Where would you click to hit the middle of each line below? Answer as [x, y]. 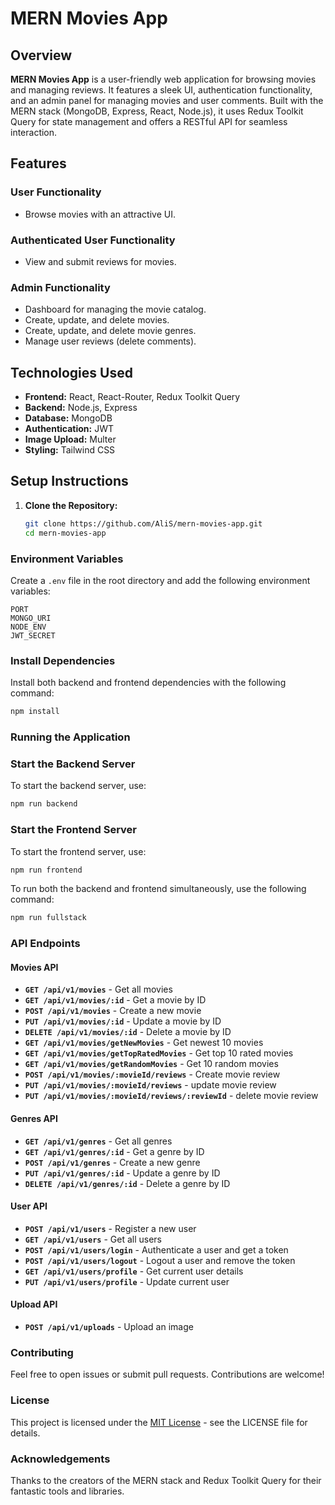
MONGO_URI [31, 618]
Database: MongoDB [68, 418]
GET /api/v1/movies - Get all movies [98, 989]
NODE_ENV [28, 627]
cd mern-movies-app [65, 533]
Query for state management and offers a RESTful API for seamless [149, 121]
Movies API [34, 967]
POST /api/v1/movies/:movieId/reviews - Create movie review [152, 1074]
